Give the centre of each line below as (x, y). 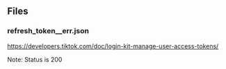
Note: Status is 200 (35, 59)
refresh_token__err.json (48, 31)
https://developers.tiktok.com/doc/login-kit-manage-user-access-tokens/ (113, 46)
